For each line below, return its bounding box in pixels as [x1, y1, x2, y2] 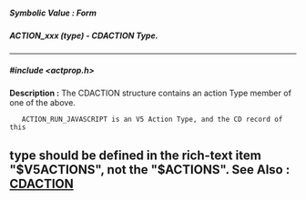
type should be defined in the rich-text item [9, 147, 261, 163]
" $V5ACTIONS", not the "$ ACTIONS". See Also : [9, 162, 291, 177]
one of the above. [9, 97, 76, 108]
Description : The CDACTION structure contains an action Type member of [9, 87, 291, 99]
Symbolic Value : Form [9, 7, 97, 18]
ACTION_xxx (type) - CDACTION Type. [9, 30, 158, 41]
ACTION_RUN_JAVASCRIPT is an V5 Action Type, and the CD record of [21, 115, 283, 125]
